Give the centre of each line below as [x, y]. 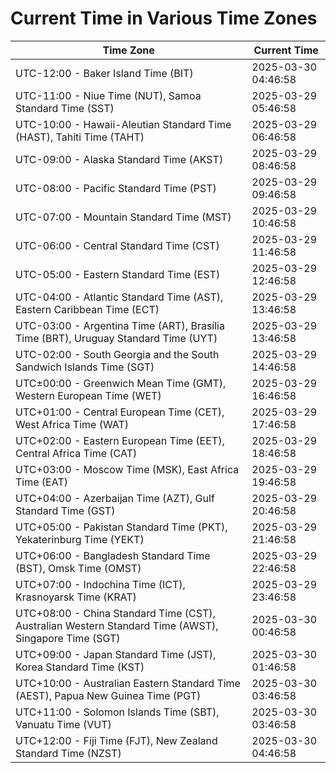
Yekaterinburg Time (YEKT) [80, 539]
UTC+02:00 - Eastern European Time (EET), [120, 440]
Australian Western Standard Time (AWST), [117, 625]
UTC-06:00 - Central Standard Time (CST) [117, 245]
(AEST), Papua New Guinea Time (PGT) [108, 695]
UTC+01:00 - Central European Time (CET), [120, 412]
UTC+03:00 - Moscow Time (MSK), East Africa [127, 469]
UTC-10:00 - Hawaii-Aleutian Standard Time [123, 124]
